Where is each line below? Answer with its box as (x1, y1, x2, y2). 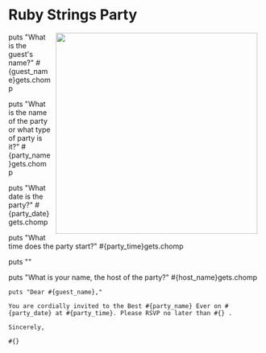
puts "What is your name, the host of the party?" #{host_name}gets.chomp (8, 272, 258, 282)
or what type (8, 125, 51, 134)
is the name (8, 107, 48, 117)
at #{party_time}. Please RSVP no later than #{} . (55, 309, 232, 317)
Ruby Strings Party (8, 6, 138, 24)
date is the (8, 191, 44, 201)
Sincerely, (8, 323, 45, 331)
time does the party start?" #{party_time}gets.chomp (8, 241, 184, 251)
